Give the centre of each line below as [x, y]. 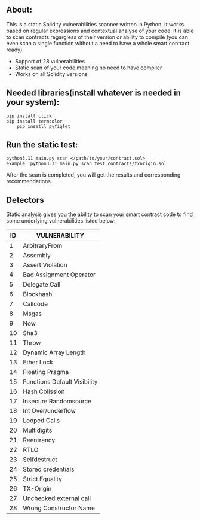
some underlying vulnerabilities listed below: [61, 221]
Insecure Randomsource [57, 402]
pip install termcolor [34, 121]
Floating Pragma [46, 372]
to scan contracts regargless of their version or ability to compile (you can [97, 37]
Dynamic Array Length [54, 352]
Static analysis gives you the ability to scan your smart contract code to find [99, 214]
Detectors [25, 200]
